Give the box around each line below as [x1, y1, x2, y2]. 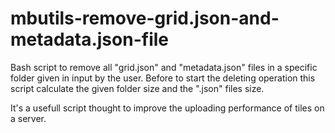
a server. [10, 112, 47, 124]
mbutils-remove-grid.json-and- [10, 7, 280, 30]
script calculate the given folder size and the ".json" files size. [10, 82, 265, 94]
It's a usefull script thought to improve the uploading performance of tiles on [10, 102, 325, 114]
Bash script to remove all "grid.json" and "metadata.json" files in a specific [10, 61, 318, 73]
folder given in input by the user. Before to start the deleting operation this [10, 72, 316, 84]
